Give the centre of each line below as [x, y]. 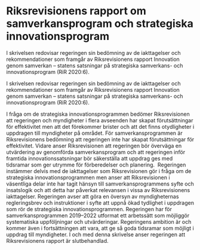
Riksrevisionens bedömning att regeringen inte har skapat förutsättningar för [100, 139]
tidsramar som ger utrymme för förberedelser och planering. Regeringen [96, 165]
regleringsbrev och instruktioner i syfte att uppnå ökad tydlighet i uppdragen [100, 203]
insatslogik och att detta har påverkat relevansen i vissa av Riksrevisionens [98, 190]
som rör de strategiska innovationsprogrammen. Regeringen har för [89, 209]
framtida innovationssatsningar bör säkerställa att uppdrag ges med [90, 158]
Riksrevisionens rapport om [76, 11]
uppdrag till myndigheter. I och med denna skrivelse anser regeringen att [96, 234]
